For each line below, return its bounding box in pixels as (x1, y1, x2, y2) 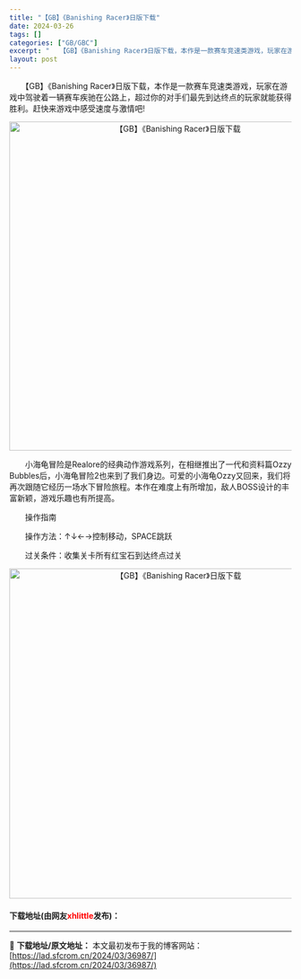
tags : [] (9, 30, 42, 39)
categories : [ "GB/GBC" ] (9, 38, 99, 48)
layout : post (9, 55, 58, 64)
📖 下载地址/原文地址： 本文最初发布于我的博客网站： (9, 940, 203, 951)
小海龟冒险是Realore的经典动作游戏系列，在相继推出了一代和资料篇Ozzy (24, 459, 292, 470)
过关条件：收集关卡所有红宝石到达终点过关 (24, 550, 182, 560)
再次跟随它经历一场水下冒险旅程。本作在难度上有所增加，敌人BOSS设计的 (9, 481, 282, 492)
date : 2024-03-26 (9, 22, 74, 31)
